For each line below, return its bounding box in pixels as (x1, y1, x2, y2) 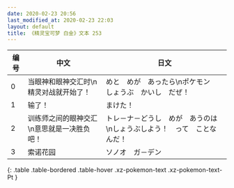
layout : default (7, 23, 54, 30)
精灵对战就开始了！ (27, 88, 91, 97)
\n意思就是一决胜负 (27, 124, 91, 134)
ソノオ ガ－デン (105, 148, 162, 157)
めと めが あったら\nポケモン (105, 77, 210, 87)
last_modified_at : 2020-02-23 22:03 (7, 17, 114, 24)
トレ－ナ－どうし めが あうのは (105, 113, 218, 123)
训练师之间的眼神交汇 (27, 113, 97, 123)
